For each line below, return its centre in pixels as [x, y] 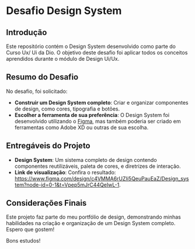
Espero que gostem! [30, 230]
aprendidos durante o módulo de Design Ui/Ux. [63, 59]
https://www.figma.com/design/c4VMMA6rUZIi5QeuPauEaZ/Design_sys [102, 178]
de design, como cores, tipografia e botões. [67, 109]
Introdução [27, 32]
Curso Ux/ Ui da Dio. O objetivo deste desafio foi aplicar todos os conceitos [97, 53]
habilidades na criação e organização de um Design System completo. [91, 223]
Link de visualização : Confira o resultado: [65, 172]
